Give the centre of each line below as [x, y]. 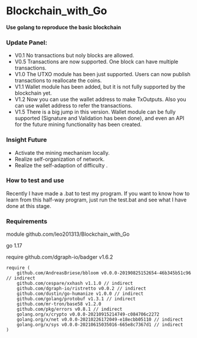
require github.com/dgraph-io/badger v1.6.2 [60, 257]
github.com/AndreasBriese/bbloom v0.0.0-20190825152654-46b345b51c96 [104, 273]
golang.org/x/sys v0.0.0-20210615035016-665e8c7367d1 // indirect [100, 325]
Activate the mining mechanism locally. [62, 152]
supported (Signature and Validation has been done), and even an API [99, 118]
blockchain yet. [33, 93]
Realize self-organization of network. [60, 159]
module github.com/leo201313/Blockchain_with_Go [68, 234]
